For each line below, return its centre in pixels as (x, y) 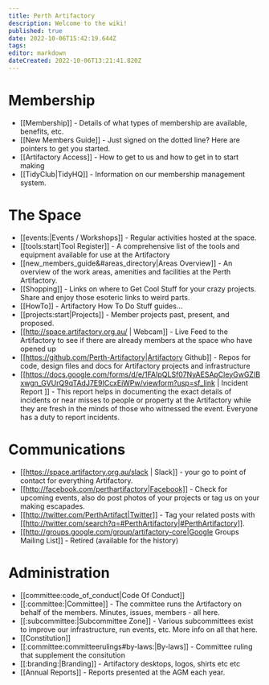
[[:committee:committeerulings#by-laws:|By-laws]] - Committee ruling (136, 646)
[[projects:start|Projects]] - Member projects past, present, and (125, 314)
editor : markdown (37, 53)
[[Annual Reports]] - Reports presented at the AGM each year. (122, 672)
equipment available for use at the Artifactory (95, 254)
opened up (38, 349)
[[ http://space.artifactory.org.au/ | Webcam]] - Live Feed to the (124, 332)
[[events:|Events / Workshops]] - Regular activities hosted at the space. (138, 237)
